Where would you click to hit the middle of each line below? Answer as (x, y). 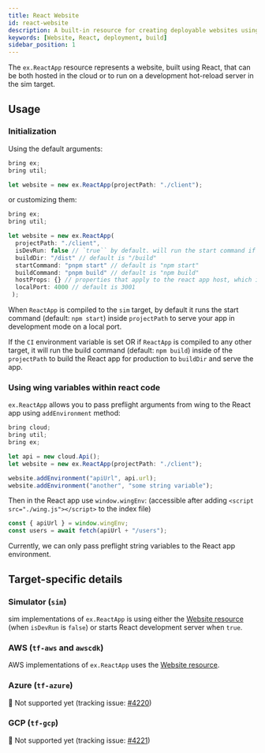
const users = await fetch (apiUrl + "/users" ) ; (88, 531)
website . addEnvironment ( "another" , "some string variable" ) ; (111, 486)
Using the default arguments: (56, 149)
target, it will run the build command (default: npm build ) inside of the (120, 350)
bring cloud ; (30, 427)
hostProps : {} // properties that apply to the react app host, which (134, 280)
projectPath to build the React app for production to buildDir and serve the (131, 359)
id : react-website (38, 23)
